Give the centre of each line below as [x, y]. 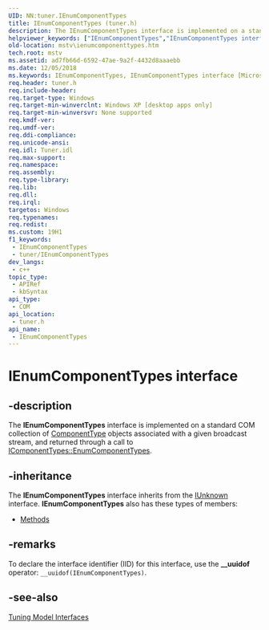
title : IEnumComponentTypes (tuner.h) [73, 23]
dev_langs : [26, 262]
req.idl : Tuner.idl [41, 150]
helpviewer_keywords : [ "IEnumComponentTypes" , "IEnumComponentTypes [123, 38]
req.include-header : [43, 90]
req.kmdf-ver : [32, 120]
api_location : [32, 314]
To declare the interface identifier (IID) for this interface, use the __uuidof [129, 563]
